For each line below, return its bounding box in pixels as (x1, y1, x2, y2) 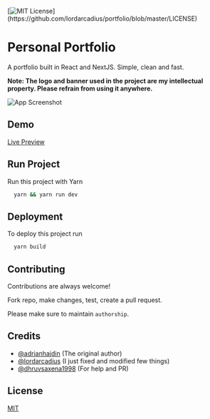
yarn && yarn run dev (14, 191, 78, 198)
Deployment (7, 210, 63, 222)
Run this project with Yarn (7, 177, 83, 185)
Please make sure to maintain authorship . (7, 309, 130, 318)
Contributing (7, 263, 65, 275)
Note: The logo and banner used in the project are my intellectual (7, 76, 204, 85)
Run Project (7, 158, 61, 170)
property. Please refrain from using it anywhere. (7, 84, 153, 93)
